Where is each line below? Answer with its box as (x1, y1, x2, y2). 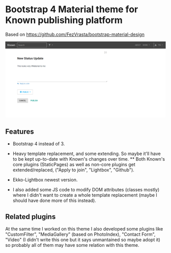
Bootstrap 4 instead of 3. (12, 141, 65, 147)
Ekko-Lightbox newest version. (12, 177, 78, 183)
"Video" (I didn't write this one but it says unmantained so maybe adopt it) (5, 237, 160, 243)
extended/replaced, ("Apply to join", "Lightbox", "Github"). (12, 167, 135, 173)
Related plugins (5, 212, 56, 221)
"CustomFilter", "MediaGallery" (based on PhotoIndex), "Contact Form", (5, 231, 156, 238)
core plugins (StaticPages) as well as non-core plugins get (12, 162, 136, 168)
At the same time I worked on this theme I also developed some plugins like (5, 226, 163, 232)
